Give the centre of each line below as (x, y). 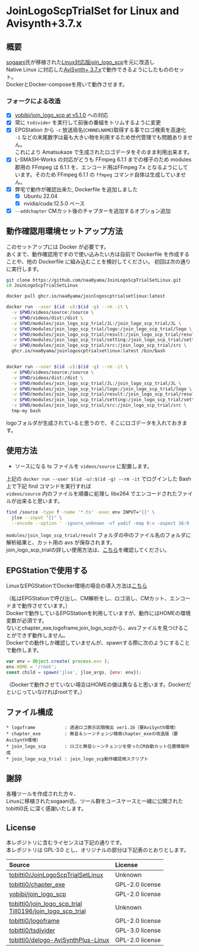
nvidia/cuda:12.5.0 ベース (54, 203)
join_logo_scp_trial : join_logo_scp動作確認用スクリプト (80, 759)
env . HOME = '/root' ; (32, 667)
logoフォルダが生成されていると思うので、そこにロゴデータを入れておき (94, 423)
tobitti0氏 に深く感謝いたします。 (46, 809)
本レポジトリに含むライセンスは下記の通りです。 (66, 842)
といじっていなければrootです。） (46, 692)
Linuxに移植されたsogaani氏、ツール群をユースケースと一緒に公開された (95, 801)
